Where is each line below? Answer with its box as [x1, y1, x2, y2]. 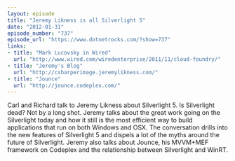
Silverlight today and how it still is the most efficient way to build [7, 116, 193, 125]
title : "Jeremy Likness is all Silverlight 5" [7, 17, 146, 24]
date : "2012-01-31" [7, 23, 65, 30]
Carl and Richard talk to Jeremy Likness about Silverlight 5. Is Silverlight [7, 101, 215, 109]
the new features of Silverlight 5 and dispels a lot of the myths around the [7, 131, 220, 139]
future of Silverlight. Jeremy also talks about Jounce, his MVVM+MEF [7, 138, 209, 147]
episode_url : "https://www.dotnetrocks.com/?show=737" [7, 36, 171, 43]
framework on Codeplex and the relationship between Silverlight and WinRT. [7, 146, 229, 154]
